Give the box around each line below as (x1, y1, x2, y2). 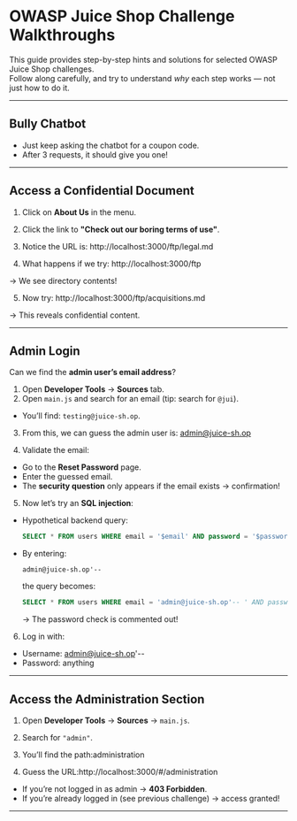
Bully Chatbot (9, 117, 87, 132)
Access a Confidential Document (9, 183, 194, 198)
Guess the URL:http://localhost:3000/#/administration (21, 766, 218, 777)
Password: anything (21, 657, 95, 669)
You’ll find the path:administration (21, 749, 145, 760)
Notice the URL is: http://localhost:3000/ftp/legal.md (21, 241, 214, 251)
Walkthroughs (9, 25, 116, 45)
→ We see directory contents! (9, 275, 118, 286)
